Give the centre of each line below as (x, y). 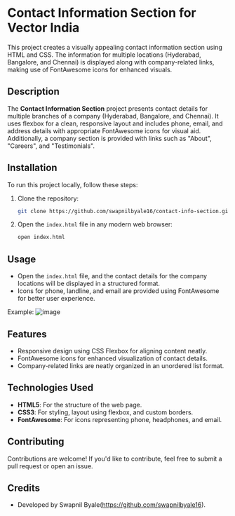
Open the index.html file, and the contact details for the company (112, 276)
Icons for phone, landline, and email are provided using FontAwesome (118, 291)
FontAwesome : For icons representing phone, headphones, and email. (120, 419)
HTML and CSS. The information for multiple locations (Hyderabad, (104, 55)
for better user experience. (56, 299)
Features (27, 334)
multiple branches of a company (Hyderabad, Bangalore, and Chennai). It (113, 116)
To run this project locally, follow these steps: (73, 184)
